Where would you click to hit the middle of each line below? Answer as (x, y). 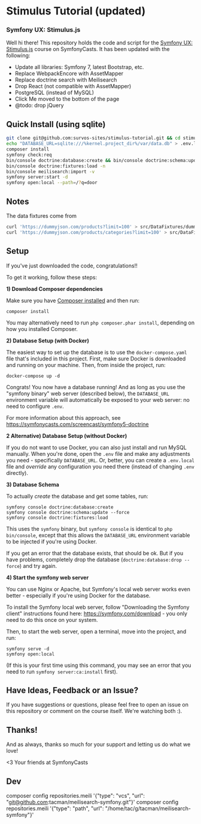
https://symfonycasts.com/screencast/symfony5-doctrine (78, 424)
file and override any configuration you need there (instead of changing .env (100, 467)
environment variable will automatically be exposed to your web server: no (98, 399)
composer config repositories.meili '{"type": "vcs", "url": (76, 795)
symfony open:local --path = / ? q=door (52, 183)
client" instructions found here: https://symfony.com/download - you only (97, 614)
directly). (17, 473)
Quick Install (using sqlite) (56, 124)
